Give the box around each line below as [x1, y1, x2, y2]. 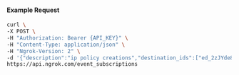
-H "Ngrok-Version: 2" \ [6, 47, 81, 54]
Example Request [6, 6, 60, 14]
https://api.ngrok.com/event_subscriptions [6, 61, 138, 68]
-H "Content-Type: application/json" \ [6, 41, 126, 48]
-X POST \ [6, 28, 36, 35]
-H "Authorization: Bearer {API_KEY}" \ [6, 34, 129, 42]
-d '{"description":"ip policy [6, 54, 100, 62]
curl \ [6, 21, 26, 28]
